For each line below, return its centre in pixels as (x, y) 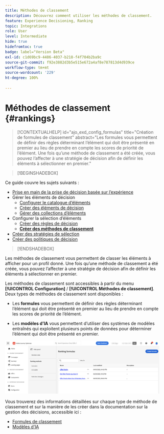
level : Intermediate (26, 36)
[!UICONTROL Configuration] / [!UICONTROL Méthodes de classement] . (80, 288)
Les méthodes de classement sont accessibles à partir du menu (70, 283)
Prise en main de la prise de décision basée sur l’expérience (73, 192)
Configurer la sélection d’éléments (47, 218)
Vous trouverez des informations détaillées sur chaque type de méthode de (81, 402)
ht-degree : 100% (22, 78)
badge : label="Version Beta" (35, 52)
